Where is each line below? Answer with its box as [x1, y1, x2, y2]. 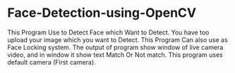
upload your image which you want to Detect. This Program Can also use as [7, 35, 228, 44]
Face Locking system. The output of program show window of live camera [7, 43, 224, 51]
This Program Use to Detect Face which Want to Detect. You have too [7, 28, 210, 36]
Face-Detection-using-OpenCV [7, 5, 196, 21]
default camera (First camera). [7, 58, 97, 66]
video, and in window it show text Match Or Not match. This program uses [7, 51, 224, 59]
